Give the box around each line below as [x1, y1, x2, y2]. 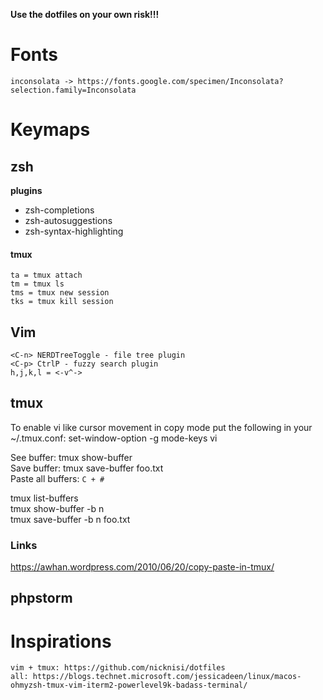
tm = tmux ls [10, 279, 65, 289]
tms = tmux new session [10, 288, 110, 298]
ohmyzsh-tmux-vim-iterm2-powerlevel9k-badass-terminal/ [10, 680, 248, 691]
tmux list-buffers [10, 492, 79, 504]
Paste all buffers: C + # [10, 472, 105, 484]
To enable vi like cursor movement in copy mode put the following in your [10, 421, 313, 433]
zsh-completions [24, 204, 95, 216]
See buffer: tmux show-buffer [10, 451, 133, 463]
